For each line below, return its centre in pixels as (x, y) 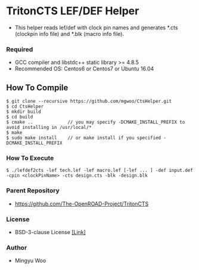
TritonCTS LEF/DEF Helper (73, 11)
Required (20, 49)
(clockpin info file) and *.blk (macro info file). (69, 33)
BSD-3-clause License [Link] (50, 232)
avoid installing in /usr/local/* (49, 128)
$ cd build (20, 117)
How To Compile (37, 88)
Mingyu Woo (30, 260)
